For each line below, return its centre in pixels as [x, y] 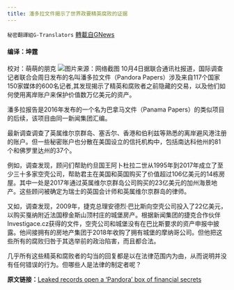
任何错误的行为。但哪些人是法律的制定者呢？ [77, 264]
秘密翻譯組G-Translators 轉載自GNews [61, 34]
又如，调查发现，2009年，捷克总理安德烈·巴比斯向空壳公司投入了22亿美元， [117, 206]
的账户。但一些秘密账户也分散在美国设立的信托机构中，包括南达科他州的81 [114, 142]
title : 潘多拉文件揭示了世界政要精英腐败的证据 [68, 14]
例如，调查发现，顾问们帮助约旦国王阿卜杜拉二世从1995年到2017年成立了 [112, 165]
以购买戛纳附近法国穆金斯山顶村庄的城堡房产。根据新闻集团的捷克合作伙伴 [114, 215]
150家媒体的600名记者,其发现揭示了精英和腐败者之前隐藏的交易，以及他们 [114, 86]
